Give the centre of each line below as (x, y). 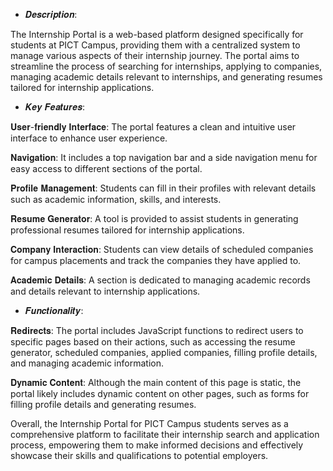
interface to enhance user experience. (89, 138)
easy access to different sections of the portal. (106, 168)
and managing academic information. (87, 363)
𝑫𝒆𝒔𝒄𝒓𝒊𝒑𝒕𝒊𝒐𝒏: (51, 14)
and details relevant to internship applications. (105, 291)
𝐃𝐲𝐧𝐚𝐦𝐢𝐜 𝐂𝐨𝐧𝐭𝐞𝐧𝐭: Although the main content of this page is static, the (156, 382)
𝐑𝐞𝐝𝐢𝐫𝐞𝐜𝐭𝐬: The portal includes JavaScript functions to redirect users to (157, 330)
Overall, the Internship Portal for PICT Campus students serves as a (149, 423)
